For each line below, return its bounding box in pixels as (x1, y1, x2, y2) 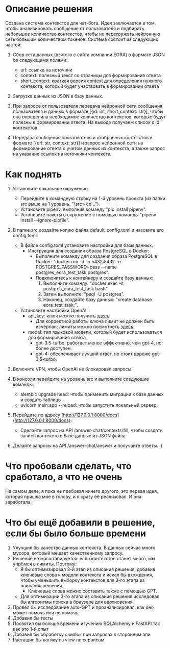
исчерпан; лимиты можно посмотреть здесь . (35, 323, 135, 330)
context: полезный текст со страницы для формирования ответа (20, 72, 161, 78)
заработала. (5, 499, 32, 505)
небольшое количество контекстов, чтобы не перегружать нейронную (5, 31, 160, 37)
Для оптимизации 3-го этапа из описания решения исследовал (20, 593, 160, 600)
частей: (5, 41, 22, 47)
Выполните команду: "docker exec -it (43, 280, 124, 286)
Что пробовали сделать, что (5, 460, 132, 472)
